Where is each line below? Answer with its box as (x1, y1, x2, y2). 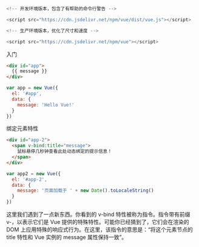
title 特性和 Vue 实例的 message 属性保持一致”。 (6, 234, 127, 240)
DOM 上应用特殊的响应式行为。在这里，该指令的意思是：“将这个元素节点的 (6, 226, 193, 233)
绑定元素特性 (6, 125, 38, 132)
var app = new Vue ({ (6, 85, 59, 91)
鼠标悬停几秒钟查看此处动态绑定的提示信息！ (17, 148, 112, 155)
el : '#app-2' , (12, 176, 47, 183)
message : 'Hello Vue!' (17, 102, 75, 108)
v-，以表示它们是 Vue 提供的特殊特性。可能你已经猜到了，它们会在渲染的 (6, 218, 189, 225)
